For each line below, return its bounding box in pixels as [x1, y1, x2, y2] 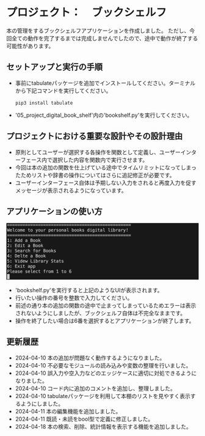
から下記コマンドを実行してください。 [15, 87, 112, 94]
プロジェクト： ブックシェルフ [6, 6, 167, 20]
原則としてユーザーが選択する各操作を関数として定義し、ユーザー [15, 148, 181, 156]
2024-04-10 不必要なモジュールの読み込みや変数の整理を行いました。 [15, 361, 192, 369]
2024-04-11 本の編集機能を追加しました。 [15, 407, 121, 415]
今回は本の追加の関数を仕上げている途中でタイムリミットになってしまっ [15, 163, 197, 171]
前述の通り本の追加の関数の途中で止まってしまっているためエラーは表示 [15, 302, 196, 309]
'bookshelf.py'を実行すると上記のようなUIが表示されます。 [15, 287, 163, 294]
